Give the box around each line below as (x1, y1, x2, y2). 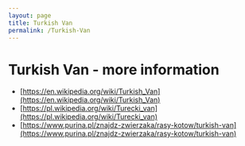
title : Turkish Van (8, 19, 73, 27)
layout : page (8, 11, 52, 20)
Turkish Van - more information (8, 60, 220, 79)
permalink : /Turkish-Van (8, 26, 91, 34)
